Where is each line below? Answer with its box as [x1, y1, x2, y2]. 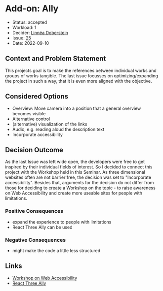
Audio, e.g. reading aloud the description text [12, 126, 105, 132]
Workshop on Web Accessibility [12, 275, 78, 281]
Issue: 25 [12, 35, 31, 41]
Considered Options [5, 92, 68, 101]
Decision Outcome [5, 146, 63, 154]
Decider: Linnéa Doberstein [12, 30, 68, 35]
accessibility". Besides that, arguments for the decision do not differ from [5, 180, 154, 186]
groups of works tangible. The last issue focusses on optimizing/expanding [5, 72, 158, 79]
